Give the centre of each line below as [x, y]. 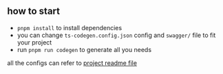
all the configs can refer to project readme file [72, 63]
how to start [34, 11]
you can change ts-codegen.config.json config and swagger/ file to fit [116, 35]
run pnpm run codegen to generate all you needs [84, 49]
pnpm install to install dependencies [70, 27]
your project [34, 42]
